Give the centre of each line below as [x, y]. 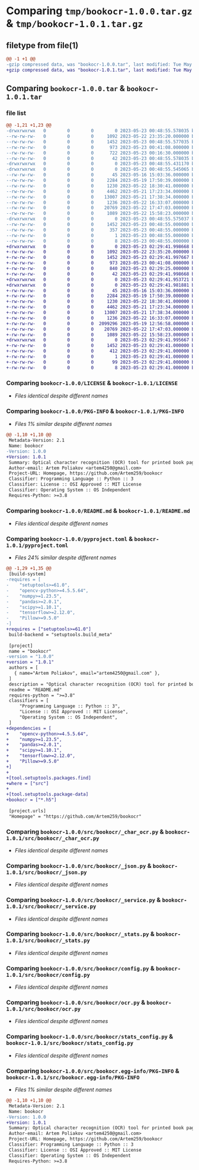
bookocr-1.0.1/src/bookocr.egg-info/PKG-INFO [73, 1077]
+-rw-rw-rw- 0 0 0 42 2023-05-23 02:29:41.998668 [98, 274]
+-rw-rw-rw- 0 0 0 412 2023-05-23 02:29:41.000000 [98, 351]
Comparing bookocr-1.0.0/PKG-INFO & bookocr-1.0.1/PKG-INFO [95, 411]
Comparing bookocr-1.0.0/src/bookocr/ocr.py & [76, 1002]
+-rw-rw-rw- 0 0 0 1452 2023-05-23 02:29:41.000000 [98, 346]
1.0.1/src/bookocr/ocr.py [44, 1009]
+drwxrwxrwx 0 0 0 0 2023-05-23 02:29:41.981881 [98, 285]
